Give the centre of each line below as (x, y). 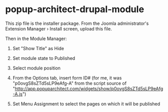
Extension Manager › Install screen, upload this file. (59, 28)
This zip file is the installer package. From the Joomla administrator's (77, 23)
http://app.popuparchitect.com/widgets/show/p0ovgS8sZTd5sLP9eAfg (89, 88)
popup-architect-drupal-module (75, 9)
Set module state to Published (44, 58)
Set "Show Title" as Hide (38, 48)
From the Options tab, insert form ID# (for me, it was (67, 78)
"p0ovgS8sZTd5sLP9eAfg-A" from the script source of (70, 83)
